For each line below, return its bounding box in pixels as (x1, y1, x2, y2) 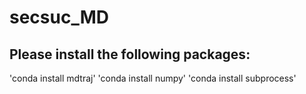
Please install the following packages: (9, 46, 251, 63)
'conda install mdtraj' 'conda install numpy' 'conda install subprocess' (9, 72, 297, 84)
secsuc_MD (9, 6, 110, 29)
